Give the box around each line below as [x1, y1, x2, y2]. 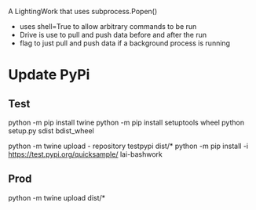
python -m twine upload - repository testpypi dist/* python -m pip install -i [8, 141, 249, 150]
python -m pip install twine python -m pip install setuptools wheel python [8, 118, 245, 127]
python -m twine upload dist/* [8, 193, 106, 202]
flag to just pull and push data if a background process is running [19, 38, 230, 48]
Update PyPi [8, 66, 90, 84]
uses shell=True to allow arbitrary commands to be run [19, 22, 197, 31]
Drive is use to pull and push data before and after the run [19, 31, 207, 39]
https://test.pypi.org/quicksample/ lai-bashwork [8, 150, 163, 159]
